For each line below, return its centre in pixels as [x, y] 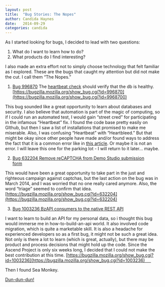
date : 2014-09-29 [25, 23]
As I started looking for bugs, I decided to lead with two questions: [73, 42]
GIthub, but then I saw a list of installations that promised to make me [75, 128]
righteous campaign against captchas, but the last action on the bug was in [82, 178]
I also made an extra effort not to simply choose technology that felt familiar [82, 67]
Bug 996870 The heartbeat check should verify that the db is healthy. [83, 86]
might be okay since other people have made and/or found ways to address [82, 138]
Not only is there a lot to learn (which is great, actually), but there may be [80, 240]
